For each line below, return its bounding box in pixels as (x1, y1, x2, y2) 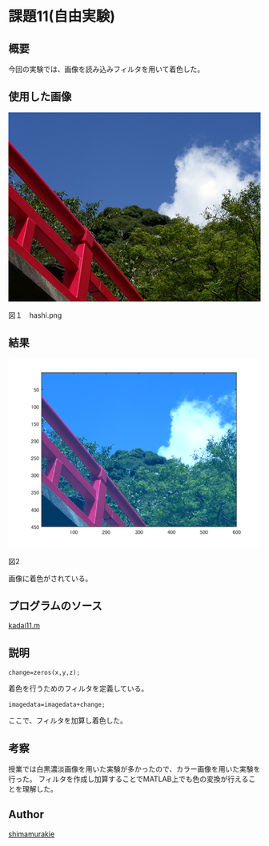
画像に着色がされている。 (8, 573, 93, 583)
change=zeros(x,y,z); (8, 669, 81, 677)
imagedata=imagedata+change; (8, 701, 106, 709)
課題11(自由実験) (8, 7, 116, 26)
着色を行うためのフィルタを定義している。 (8, 684, 149, 693)
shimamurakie (8, 829, 55, 839)
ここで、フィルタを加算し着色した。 (8, 716, 128, 725)
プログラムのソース (8, 599, 102, 613)
